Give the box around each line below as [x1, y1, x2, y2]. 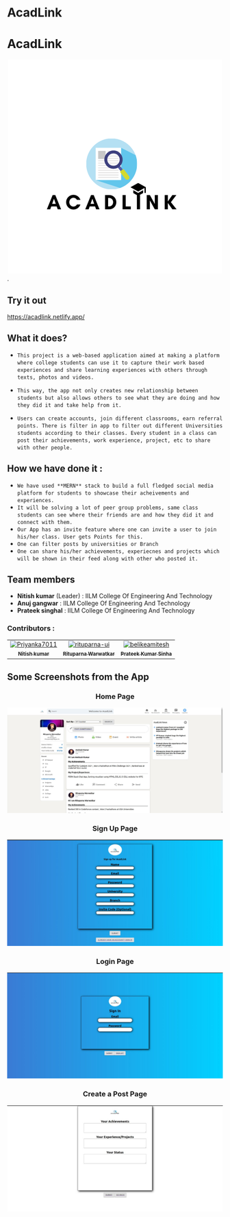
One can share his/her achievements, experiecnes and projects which [16, 547, 220, 555]
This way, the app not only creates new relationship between [16, 387, 199, 394]
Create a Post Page [82, 1089, 148, 1099]
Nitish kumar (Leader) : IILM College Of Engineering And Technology [16, 592, 213, 600]
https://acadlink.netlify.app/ [7, 312, 86, 320]
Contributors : [7, 624, 55, 633]
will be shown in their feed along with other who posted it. [16, 555, 199, 562]
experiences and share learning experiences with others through [16, 366, 207, 373]
